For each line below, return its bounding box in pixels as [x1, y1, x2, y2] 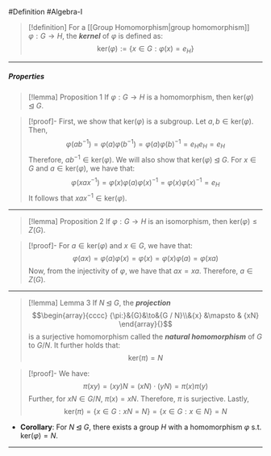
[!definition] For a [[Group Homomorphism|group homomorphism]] [27, 23, 250, 32]
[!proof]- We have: [27, 368, 90, 378]
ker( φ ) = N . [19, 430, 59, 440]
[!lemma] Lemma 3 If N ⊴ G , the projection [27, 298, 171, 307]
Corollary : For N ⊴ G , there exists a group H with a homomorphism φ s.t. [19, 422, 262, 432]
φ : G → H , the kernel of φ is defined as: [27, 32, 164, 40]
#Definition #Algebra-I [8, 7, 83, 16]
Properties [8, 72, 45, 82]
